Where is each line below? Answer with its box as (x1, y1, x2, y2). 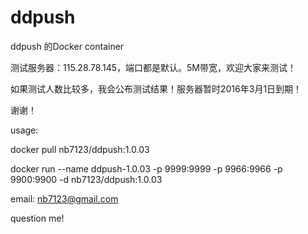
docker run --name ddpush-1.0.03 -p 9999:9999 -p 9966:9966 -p (10, 162, 283, 175)
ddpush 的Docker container (10, 40, 125, 52)
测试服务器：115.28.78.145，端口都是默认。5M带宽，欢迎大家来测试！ (10, 61, 297, 73)
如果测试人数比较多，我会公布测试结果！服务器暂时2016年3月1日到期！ (10, 82, 303, 95)
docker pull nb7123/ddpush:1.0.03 (10, 143, 150, 155)
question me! (10, 212, 65, 224)
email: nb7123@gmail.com (10, 192, 119, 205)
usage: (10, 124, 39, 136)
